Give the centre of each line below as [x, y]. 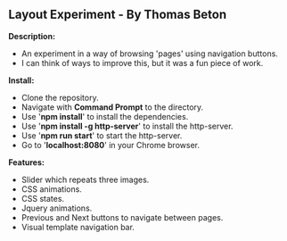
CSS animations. [51, 189]
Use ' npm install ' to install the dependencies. [105, 116]
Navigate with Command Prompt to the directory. [112, 107]
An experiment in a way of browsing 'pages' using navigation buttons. [149, 54]
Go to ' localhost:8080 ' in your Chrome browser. [110, 145]
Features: [27, 162]
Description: [32, 36]
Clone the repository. [60, 97]
